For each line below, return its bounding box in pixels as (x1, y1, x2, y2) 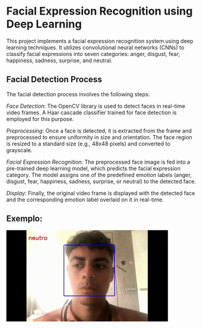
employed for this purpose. (6, 115, 74, 122)
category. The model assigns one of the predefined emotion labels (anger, (6, 171, 192, 178)
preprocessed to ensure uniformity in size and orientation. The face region (6, 133, 192, 141)
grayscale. (6, 146, 33, 153)
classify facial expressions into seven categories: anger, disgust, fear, (6, 50, 180, 57)
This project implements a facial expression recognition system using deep (6, 37, 194, 44)
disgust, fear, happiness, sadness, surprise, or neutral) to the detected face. (6, 178, 197, 185)
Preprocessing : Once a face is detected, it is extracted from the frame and (6, 127, 192, 134)
